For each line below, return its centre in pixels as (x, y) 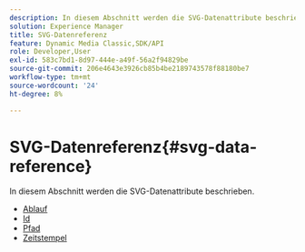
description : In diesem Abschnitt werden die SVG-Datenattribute (135, 18)
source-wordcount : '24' (54, 86)
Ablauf (35, 209)
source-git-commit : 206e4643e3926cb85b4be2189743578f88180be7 (129, 69)
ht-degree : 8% (36, 94)
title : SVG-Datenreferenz (58, 35)
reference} (51, 166)
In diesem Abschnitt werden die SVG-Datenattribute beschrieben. (132, 191)
